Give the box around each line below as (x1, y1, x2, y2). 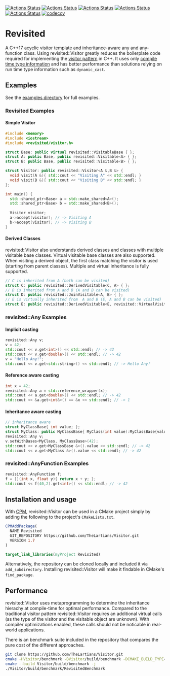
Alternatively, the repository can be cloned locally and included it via (5, 561, 148, 567)
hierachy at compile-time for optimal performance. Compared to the (5, 605, 147, 612)
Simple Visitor (5, 120, 36, 126)
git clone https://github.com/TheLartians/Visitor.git (5, 652, 123, 657)
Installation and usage (5, 495, 77, 503)
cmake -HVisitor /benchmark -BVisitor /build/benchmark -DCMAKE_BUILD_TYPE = (5, 657, 166, 662)
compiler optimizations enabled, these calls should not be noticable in (5, 622, 151, 628)
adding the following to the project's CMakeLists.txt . (5, 514, 115, 520)
